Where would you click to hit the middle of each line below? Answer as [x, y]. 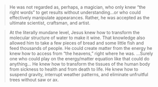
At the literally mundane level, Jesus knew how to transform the [75, 32]
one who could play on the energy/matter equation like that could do [79, 59]
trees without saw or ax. [34, 80]
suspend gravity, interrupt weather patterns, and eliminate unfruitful [79, 74]
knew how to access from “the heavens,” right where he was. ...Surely [81, 53]
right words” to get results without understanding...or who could [75, 12]
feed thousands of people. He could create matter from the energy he [81, 48]
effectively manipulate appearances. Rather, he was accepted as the [79, 18]
